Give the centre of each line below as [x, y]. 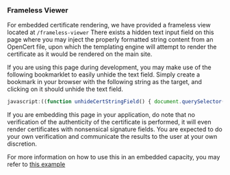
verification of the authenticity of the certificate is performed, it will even [109, 122]
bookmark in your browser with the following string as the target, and [104, 82]
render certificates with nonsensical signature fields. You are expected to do [115, 129]
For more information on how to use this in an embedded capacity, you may [114, 157]
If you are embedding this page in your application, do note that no [101, 115]
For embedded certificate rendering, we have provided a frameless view [109, 25]
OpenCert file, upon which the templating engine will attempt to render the [112, 47]
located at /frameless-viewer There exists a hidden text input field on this [111, 32]
